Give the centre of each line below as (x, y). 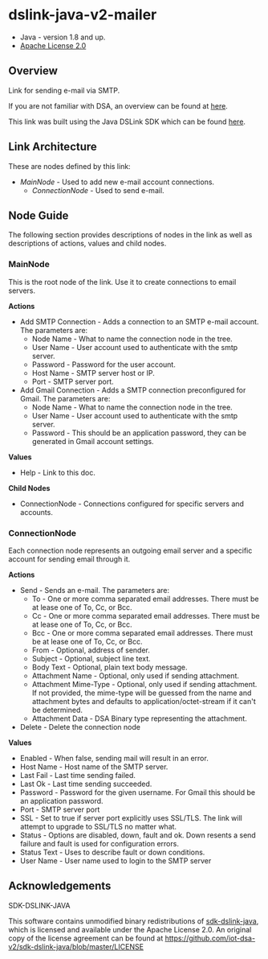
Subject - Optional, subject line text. (91, 658)
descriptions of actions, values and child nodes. (87, 244)
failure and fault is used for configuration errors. (99, 843)
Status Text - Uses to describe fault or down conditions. (112, 852)
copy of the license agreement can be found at (86, 938)
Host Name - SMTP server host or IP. (93, 372)
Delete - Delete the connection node (80, 726)
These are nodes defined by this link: (69, 166)
